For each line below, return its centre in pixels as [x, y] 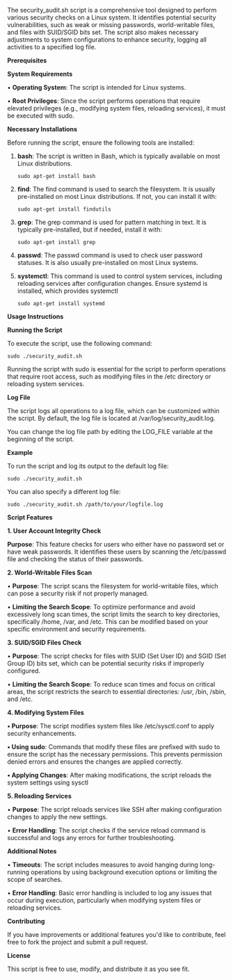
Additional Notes [32, 851]
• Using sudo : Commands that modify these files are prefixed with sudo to [114, 747]
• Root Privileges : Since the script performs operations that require [104, 101]
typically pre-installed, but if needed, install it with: [90, 230]
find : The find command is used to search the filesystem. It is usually [116, 189]
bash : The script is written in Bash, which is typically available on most [119, 156]
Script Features [30, 517]
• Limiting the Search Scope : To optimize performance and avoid [102, 607]
